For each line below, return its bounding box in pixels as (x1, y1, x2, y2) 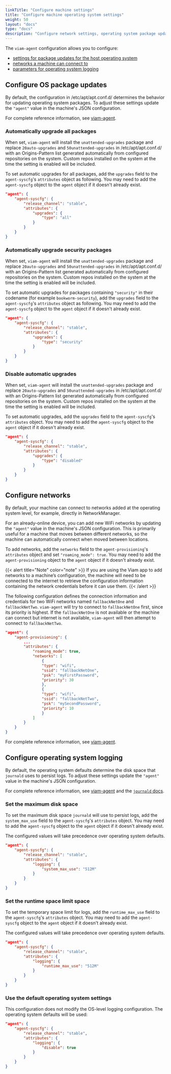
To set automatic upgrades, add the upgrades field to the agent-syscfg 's (5, 414, 156, 420)
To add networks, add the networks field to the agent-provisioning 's (5, 546, 149, 552)
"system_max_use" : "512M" (41, 866, 97, 871)
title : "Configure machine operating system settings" (5, 12, 124, 17)
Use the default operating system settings (5, 994, 112, 1002)
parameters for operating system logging (12, 66, 99, 72)
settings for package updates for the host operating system (12, 55, 137, 61)
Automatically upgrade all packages (5, 128, 97, 135)
